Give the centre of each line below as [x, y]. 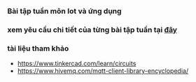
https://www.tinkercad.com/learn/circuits [77, 64]
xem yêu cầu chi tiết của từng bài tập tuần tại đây [92, 29]
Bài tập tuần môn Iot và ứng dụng [64, 11]
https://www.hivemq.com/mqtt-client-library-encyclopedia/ [103, 71]
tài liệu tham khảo [38, 48]
